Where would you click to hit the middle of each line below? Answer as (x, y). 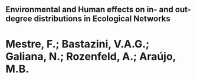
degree (19, 19)
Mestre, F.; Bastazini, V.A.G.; (78, 44)
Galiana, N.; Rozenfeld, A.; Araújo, (91, 56)
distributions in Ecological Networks (102, 19)
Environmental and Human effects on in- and (89, 10)
